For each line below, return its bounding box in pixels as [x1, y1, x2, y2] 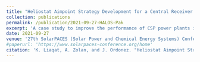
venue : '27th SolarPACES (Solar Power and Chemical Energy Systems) [6, 36, 180, 42]
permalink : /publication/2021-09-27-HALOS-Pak [6, 19, 124, 25]
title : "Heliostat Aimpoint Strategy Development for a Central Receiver [6, 8, 193, 15]
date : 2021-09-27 [6, 31, 49, 37]
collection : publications [6, 14, 70, 20]
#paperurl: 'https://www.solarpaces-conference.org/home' [6, 42, 153, 48]
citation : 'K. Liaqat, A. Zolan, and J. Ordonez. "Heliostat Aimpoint [6, 47, 185, 53]
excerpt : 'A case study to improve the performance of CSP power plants [6, 25, 190, 31]
